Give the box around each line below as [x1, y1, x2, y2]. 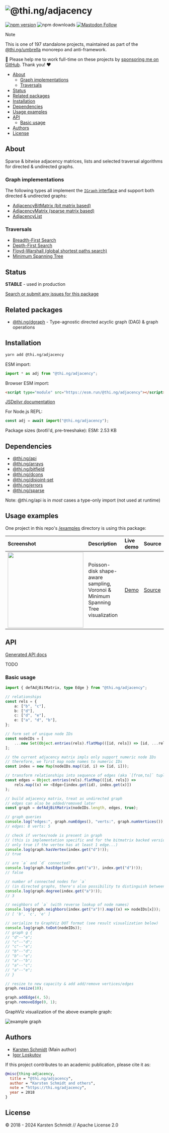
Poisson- [88, 561, 111, 568]
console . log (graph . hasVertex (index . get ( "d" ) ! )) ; [5, 847, 109, 852]
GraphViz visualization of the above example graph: [5, 1009, 112, 1015]
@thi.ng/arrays [12, 461, 44, 467]
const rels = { [5, 699, 37, 704]
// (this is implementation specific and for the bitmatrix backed [5, 838, 150, 843]
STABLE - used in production [5, 281, 66, 287]
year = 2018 [10, 1090, 35, 1095]
